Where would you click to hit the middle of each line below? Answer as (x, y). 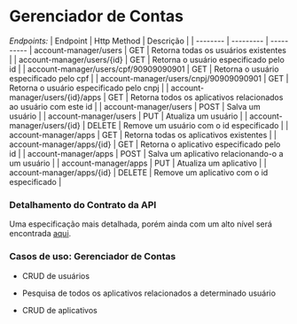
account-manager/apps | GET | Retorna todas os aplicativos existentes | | (143, 135)
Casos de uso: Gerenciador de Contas (93, 257)
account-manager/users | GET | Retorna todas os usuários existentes (160, 50)
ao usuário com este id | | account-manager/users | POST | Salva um (135, 106)
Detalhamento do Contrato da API (83, 204)
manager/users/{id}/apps (55, 97)
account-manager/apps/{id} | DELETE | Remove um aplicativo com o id (139, 172)
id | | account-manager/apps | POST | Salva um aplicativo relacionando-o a (146, 153)
